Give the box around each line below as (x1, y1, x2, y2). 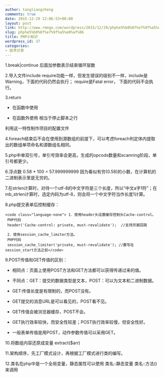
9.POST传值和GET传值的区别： (5, 257, 67, 263)
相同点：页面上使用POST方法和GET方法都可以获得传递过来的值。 (12, 267, 144, 273)
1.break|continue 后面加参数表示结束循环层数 (5, 62, 96, 68)
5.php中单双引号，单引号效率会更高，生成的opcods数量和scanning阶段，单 (5, 152, 157, 158)
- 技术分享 (5, 48, 24, 53)
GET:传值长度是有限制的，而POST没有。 (12, 288, 94, 293)
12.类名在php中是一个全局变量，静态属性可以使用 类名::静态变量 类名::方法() (5, 360, 157, 366)
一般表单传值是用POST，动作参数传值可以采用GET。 (12, 329, 118, 335)
